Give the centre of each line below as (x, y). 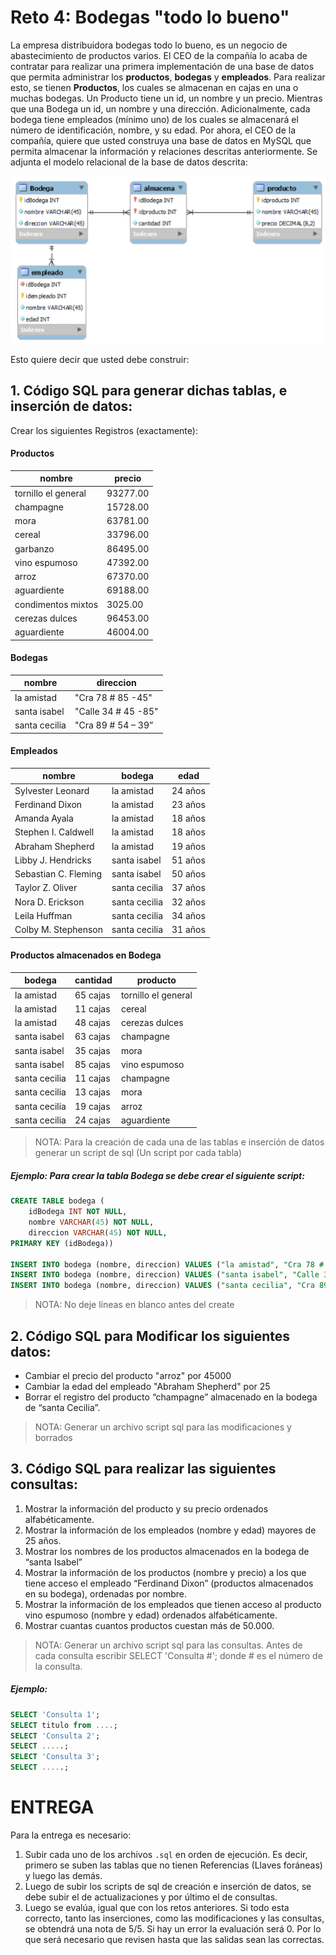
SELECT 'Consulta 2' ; (55, 1736)
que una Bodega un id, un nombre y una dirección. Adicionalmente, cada (160, 108)
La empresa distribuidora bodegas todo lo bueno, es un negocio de (149, 45)
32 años (188, 902)
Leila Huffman (43, 915)
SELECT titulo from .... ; (64, 1725)
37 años (188, 888)
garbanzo (34, 548)
